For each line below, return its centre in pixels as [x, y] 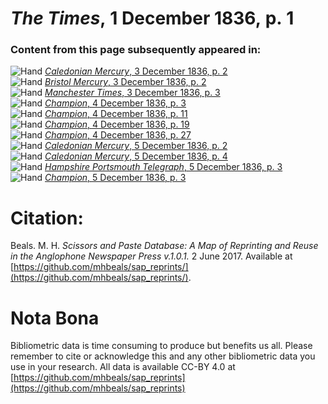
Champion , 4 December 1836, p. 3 [115, 103]
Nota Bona [55, 318]
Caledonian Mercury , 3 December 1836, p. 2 [136, 71]
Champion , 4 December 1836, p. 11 [116, 114]
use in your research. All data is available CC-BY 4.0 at [123, 367]
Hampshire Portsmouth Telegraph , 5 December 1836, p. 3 [163, 167]
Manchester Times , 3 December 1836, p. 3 [132, 93]
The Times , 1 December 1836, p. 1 [152, 18]
